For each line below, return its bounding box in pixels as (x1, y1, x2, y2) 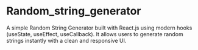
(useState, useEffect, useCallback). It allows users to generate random (6, 30, 184, 37)
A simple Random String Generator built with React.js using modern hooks (6, 24, 193, 31)
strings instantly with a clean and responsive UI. (6, 37, 127, 44)
